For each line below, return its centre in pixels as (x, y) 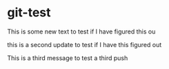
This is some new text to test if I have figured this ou (81, 31)
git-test (29, 13)
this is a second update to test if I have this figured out (84, 44)
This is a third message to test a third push (68, 58)
